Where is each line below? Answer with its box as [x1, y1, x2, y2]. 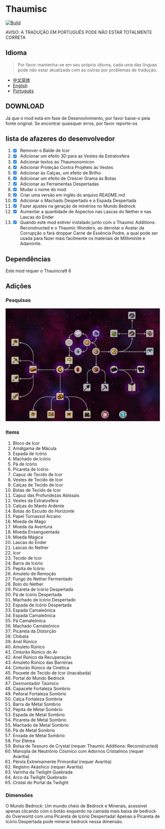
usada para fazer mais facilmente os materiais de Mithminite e [20, 235, 145, 241]
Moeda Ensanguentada [12, 529, 60, 535]
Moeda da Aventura [12, 523, 53, 529]
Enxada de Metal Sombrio [12, 732, 65, 738]
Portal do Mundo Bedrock [12, 675, 65, 681]
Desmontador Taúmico [12, 680, 59, 686]
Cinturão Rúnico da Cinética [12, 664, 70, 670]
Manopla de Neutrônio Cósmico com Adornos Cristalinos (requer [12, 748, 144, 754]
